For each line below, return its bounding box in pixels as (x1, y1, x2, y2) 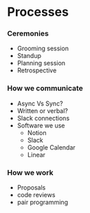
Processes (7, 4, 69, 20)
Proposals (16, 183, 46, 192)
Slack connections (16, 114, 70, 122)
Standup (16, 52, 41, 60)
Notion (27, 128, 47, 136)
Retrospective (16, 66, 57, 74)
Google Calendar (27, 143, 76, 152)
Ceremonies (7, 29, 49, 39)
